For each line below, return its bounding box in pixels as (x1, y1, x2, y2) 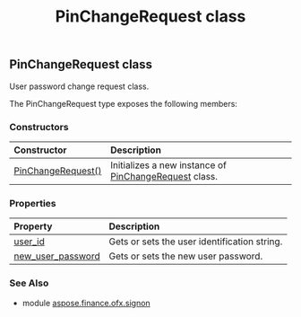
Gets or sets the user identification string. (108, 235, 283, 248)
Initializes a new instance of (110, 159, 227, 172)
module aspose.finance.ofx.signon (21, 297, 150, 308)
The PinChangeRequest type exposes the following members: (9, 98, 237, 109)
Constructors (9, 120, 69, 133)
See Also (9, 277, 49, 289)
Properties (9, 197, 56, 209)
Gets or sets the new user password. (108, 250, 263, 262)
